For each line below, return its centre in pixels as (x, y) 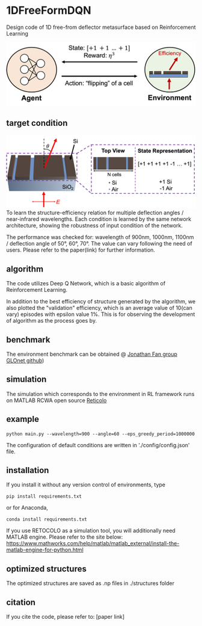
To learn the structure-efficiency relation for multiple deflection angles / (95, 213)
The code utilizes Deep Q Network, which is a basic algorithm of (86, 284)
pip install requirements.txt (44, 497)
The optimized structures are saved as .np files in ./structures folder (90, 583)
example (23, 419)
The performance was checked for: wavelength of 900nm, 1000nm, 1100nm (100, 237)
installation (28, 470)
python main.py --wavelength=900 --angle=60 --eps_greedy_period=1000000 (101, 434)
